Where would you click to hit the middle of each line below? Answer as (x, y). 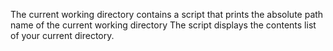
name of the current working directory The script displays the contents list (163, 25)
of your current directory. (62, 35)
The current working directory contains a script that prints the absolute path (167, 14)
